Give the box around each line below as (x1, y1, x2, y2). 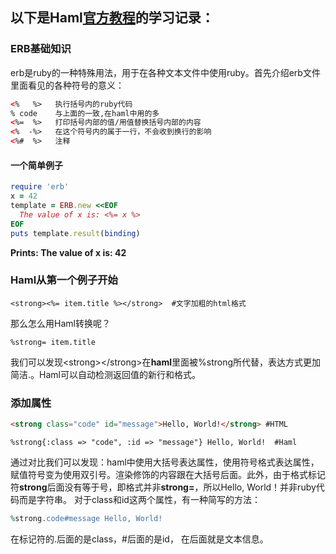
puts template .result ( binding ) (10, 228, 141, 238)
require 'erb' (10, 182, 70, 192)
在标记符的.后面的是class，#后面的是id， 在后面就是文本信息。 (10, 533, 269, 545)
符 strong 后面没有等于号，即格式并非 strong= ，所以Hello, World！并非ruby (10, 481, 317, 493)
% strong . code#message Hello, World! (10, 513, 163, 523)
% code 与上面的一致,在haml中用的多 (10, 108, 160, 118)
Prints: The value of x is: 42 (10, 246, 127, 258)
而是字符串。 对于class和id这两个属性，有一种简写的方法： (18, 493, 261, 505)
